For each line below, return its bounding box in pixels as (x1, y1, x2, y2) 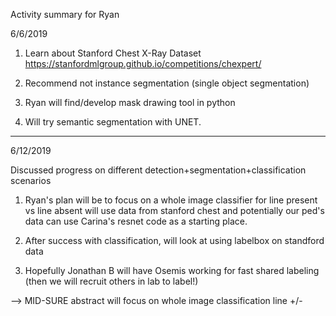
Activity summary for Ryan (10, 9, 120, 20)
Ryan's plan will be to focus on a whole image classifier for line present (24, 194, 318, 206)
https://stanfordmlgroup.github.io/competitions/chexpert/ (24, 58, 262, 69)
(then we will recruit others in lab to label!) (24, 275, 199, 287)
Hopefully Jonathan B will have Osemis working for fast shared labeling (24, 265, 320, 276)
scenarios (10, 175, 52, 186)
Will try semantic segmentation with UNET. (24, 116, 202, 128)
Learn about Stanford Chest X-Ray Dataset (24, 47, 202, 59)
